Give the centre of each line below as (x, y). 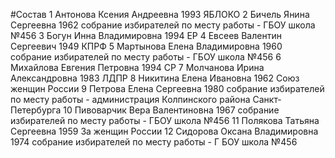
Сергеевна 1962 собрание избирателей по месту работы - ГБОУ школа (163, 25)
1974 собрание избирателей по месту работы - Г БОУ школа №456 (154, 142)
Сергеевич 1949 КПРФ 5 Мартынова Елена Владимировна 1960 (146, 46)
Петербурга (36, 110)
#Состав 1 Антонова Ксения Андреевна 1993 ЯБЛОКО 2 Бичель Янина (160, 14)
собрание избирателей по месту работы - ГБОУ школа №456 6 (146, 57)
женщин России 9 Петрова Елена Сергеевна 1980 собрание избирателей (167, 88)
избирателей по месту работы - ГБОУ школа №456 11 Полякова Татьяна (165, 120)
